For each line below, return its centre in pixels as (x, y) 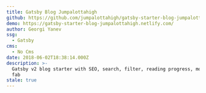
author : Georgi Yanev (34, 29)
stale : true (21, 80)
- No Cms (23, 52)
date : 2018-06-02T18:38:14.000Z (48, 58)
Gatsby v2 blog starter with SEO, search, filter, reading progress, (102, 69)
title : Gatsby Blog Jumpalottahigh (52, 12)
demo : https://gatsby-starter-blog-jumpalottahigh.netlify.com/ (90, 23)
